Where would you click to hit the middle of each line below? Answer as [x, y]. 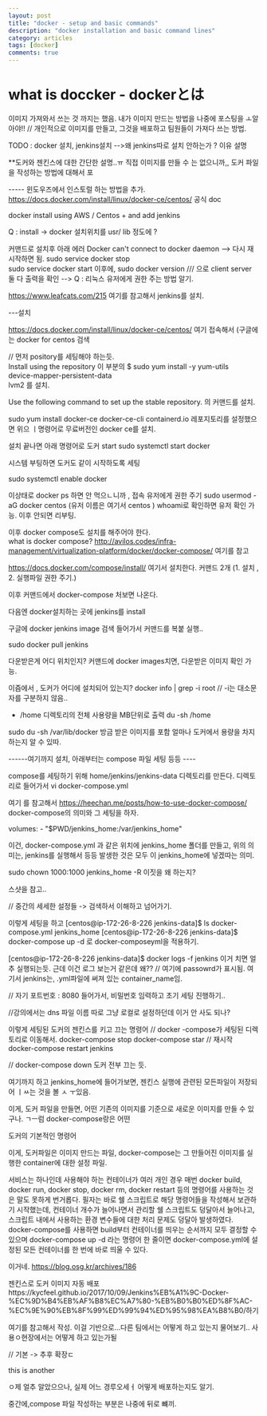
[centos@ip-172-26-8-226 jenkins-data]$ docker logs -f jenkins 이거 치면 [128, 958]
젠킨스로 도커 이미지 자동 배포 [54, 1283]
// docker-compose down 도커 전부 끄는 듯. [78, 1065]
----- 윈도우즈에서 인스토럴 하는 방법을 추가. [77, 189]
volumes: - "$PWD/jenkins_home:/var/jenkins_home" [95, 828]
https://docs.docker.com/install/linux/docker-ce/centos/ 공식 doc [115, 199]
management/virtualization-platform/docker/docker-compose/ [111, 550]
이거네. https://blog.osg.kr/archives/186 [73, 1266]
